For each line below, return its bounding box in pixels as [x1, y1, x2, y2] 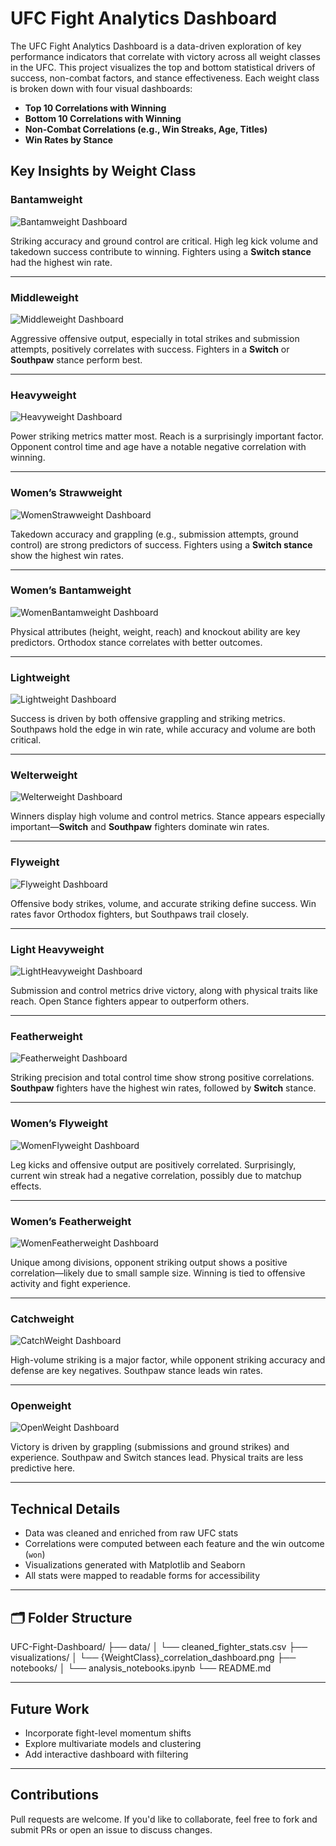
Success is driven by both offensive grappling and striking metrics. [10, 713, 286, 725]
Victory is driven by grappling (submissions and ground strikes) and [10, 1441, 290, 1453]
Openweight [10, 1399, 72, 1413]
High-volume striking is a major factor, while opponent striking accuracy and [10, 1354, 326, 1366]
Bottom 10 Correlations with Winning [24, 112, 182, 124]
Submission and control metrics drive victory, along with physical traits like [10, 985, 318, 996]
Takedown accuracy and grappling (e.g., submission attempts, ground [10, 528, 299, 540]
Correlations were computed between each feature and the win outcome [24, 1538, 325, 1550]
